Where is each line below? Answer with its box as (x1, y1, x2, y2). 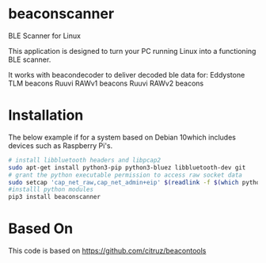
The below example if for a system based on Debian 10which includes (8, 132, 236, 142)
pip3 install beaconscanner (8, 193, 101, 201)
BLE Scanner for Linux (8, 31, 82, 40)
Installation (8, 106, 84, 124)
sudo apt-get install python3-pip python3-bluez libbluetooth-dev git (8, 163, 246, 171)
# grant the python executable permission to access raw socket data (8, 171, 243, 179)
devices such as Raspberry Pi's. (8, 140, 113, 151)
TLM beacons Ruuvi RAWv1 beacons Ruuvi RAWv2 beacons (8, 78, 204, 88)
